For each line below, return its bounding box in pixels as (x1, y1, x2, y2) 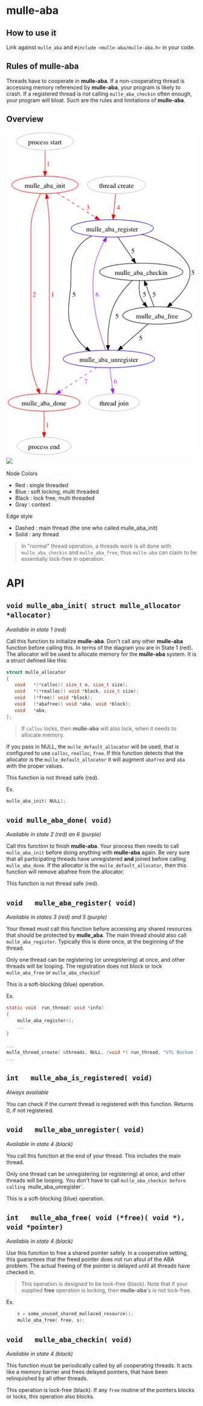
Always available (6, 1089, 49, 1096)
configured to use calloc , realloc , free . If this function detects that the (6, 749, 184, 756)
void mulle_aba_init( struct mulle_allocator (6, 601, 181, 611)
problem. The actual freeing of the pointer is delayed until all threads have (6, 1262, 190, 1269)
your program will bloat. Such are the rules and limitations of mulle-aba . (6, 96, 186, 103)
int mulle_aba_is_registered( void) (6, 1074, 153, 1083)
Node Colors (6, 470, 38, 477)
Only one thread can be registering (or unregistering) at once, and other (6, 956, 185, 964)
